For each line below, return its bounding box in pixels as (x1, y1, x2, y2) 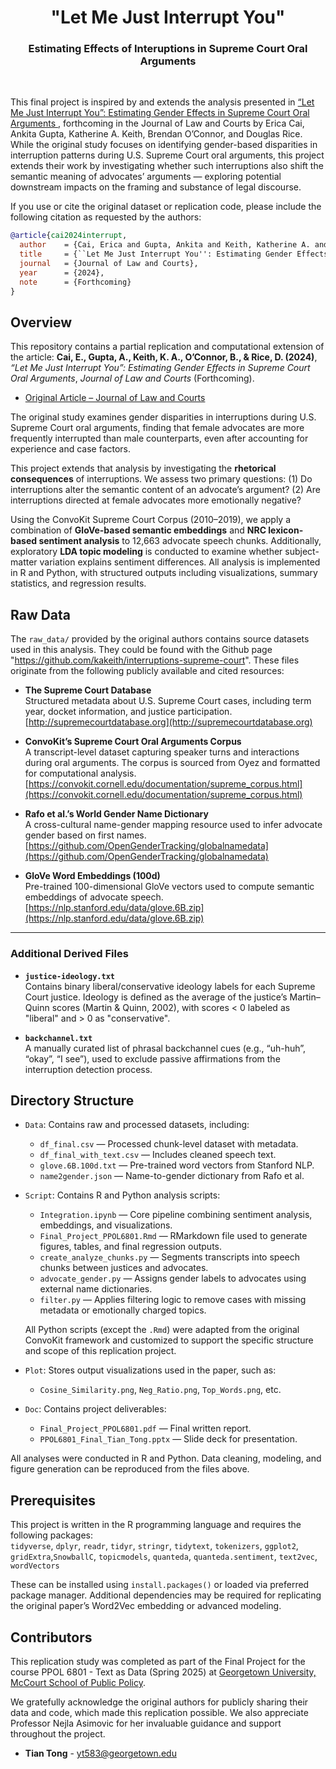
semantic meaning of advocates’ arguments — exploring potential (10, 171, 282, 183)
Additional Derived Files (10, 947, 129, 961)
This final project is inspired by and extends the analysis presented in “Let (10, 96, 315, 108)
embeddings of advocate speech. (24, 891, 164, 903)
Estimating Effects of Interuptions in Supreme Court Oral (28, 42, 308, 56)
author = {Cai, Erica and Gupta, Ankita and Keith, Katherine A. (19, 240, 311, 250)
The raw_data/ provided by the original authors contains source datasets (10, 633, 310, 645)
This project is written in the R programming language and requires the (10, 1519, 302, 1531)
